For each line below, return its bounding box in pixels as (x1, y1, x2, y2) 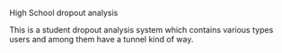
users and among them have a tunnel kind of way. (9, 34, 194, 44)
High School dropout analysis (9, 8, 119, 18)
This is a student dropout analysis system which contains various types (9, 25, 274, 34)
